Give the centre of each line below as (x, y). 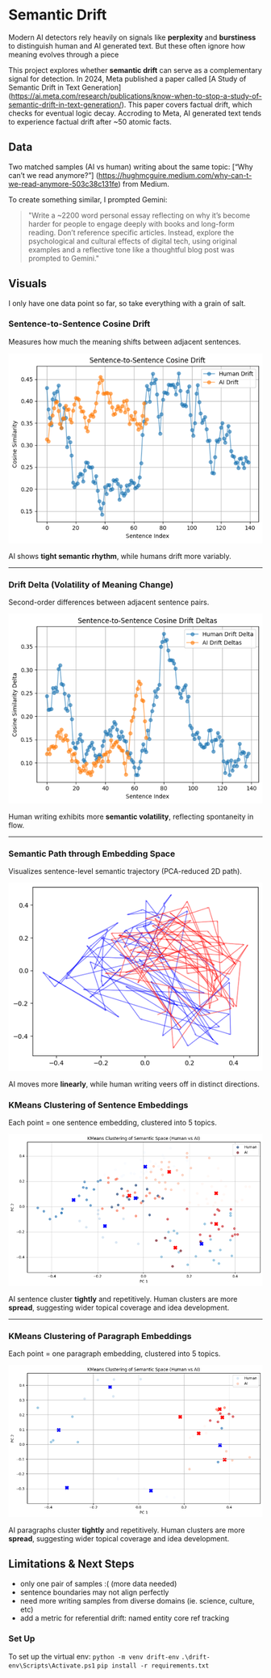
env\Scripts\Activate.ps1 (52, 1665)
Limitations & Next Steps (71, 1564)
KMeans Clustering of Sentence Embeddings (98, 1104)
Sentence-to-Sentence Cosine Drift (79, 324)
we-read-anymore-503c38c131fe (63, 184)
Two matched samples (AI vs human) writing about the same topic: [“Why (131, 167)
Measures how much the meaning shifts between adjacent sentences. (125, 341)
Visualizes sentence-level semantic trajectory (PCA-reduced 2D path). (125, 871)
